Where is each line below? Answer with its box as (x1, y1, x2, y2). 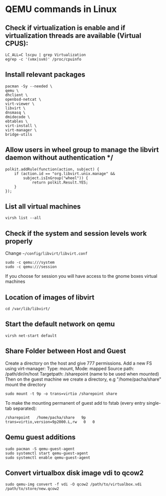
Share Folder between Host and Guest (5, 347, 126, 356)
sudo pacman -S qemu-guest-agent (5, 446, 75, 451)
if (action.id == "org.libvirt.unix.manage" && (14, 171, 115, 176)
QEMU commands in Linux (5, 4, 117, 15)
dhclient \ (5, 92, 28, 97)
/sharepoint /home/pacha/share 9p (5, 415, 86, 420)
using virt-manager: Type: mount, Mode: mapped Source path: (5, 365, 134, 372)
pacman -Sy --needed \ (5, 84, 52, 89)
